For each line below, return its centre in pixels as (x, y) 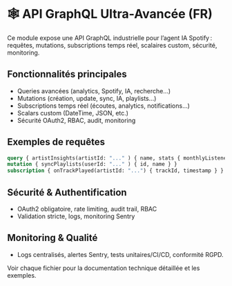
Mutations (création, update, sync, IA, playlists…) (87, 98)
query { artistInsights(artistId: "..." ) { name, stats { (94, 158)
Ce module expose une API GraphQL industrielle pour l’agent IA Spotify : (110, 38)
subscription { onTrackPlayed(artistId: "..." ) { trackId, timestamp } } (116, 171)
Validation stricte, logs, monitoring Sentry (76, 216)
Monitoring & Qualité (52, 238)
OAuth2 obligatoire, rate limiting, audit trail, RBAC (87, 209)
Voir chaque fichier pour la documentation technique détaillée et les (104, 268)
